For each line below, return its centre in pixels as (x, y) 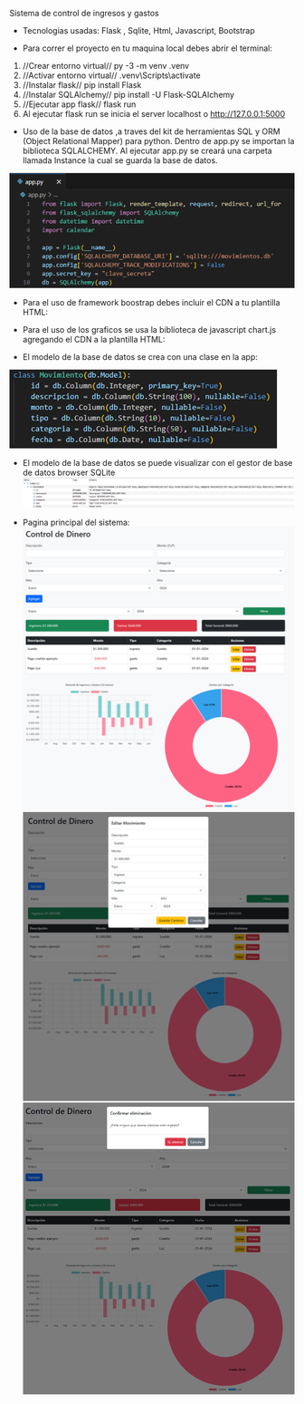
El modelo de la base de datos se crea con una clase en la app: (140, 356)
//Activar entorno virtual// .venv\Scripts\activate (111, 75)
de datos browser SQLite (69, 472)
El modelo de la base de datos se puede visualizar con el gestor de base (157, 462)
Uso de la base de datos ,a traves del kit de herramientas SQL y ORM (151, 131)
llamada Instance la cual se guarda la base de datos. (120, 160)
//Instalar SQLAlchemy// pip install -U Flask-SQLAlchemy (128, 95)
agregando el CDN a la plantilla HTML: (94, 339)
